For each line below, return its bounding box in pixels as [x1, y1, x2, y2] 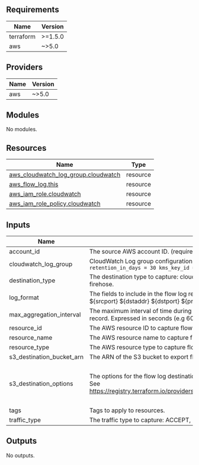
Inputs [6, 220, 31, 230]
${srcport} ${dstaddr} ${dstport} [89, 297, 180, 305]
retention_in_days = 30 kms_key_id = [89, 264, 196, 271]
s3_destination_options [9, 379, 73, 388]
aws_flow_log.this [9, 181, 59, 189]
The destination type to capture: [89, 273, 179, 281]
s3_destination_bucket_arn [9, 353, 84, 361]
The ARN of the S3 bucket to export [89, 353, 189, 361]
